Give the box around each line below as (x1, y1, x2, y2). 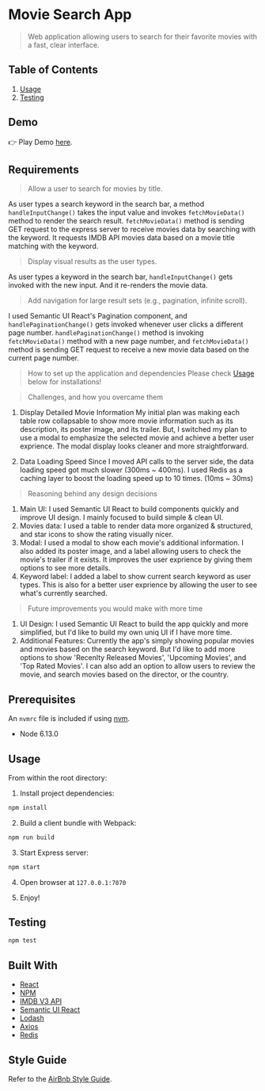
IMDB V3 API (19, 997, 62, 1006)
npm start (8, 863, 41, 871)
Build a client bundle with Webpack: (19, 818, 137, 827)
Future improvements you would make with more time (27, 604, 203, 613)
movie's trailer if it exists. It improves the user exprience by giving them (19, 555, 253, 564)
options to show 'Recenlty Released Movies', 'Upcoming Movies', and (19, 653, 247, 662)
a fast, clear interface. (27, 40, 100, 49)
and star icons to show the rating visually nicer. (19, 529, 174, 540)
